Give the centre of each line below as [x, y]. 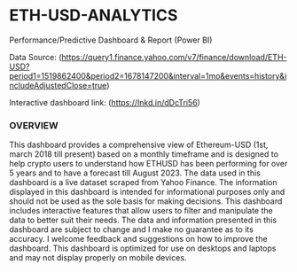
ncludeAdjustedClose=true [58, 85]
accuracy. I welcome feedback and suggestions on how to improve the [138, 239]
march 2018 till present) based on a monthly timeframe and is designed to [144, 154]
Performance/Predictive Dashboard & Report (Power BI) [111, 40]
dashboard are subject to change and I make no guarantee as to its [132, 229]
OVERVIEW [34, 125]
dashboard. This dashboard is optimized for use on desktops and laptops [143, 248]
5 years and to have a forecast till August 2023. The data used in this [135, 173]
